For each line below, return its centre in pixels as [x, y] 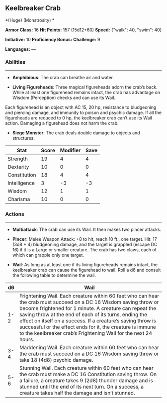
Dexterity [18, 167]
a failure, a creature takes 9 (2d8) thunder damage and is [86, 381]
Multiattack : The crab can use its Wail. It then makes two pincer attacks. [87, 230]
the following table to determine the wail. [54, 275]
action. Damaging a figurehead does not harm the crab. [62, 123]
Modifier [70, 150]
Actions [15, 214]
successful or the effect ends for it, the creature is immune [88, 327]
